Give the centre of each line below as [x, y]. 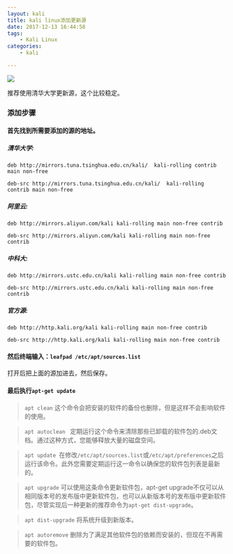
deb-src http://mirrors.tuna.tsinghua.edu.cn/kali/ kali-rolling [106, 184]
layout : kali [26, 14]
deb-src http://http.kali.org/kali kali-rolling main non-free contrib [113, 340]
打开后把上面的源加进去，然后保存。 [59, 373]
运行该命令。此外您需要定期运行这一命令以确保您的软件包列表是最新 [122, 464]
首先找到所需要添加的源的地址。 [53, 131]
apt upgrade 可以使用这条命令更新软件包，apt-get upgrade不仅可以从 [124, 487]
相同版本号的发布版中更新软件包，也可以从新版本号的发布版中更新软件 [125, 496]
